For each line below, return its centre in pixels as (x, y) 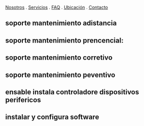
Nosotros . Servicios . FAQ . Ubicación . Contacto (57, 7)
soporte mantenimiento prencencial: (64, 40)
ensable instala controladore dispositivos (72, 92)
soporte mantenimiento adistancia (61, 23)
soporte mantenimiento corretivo (59, 58)
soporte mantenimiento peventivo (60, 75)
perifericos (23, 100)
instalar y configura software (52, 117)
